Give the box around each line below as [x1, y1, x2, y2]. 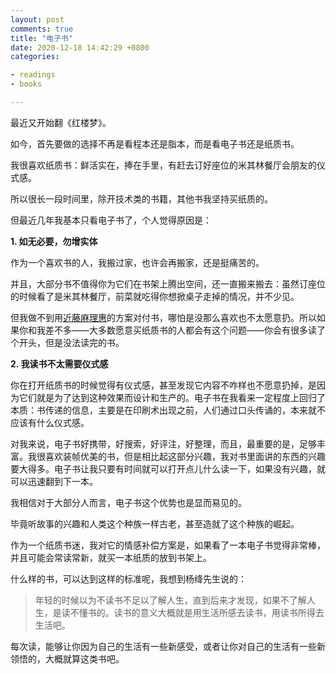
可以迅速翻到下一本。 [10, 475, 98, 487]
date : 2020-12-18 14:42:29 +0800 [10, 42, 150, 53]
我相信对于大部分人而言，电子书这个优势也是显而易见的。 [10, 496, 247, 508]
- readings [10, 70, 56, 80]
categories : [10, 52, 60, 62]
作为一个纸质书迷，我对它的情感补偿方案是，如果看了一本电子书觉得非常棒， [10, 539, 326, 551]
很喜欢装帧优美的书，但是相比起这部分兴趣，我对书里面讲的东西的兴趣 [36, 450, 326, 462]
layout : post [10, 14, 65, 25]
